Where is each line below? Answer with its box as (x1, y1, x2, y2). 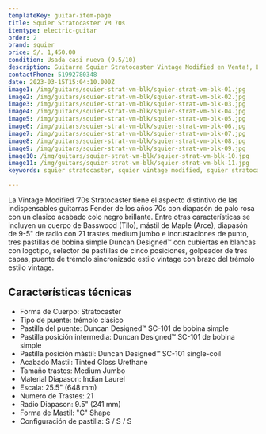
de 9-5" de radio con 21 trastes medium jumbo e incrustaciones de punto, (8, 229, 249, 238)
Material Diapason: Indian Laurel (19, 374, 125, 383)
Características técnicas (8, 286, 132, 299)
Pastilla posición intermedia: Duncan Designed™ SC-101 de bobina (19, 332, 235, 341)
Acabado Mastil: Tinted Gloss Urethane (19, 357, 148, 367)
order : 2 (8, 33, 37, 42)
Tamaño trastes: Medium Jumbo (19, 366, 126, 375)
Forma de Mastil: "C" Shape (19, 408, 111, 417)
